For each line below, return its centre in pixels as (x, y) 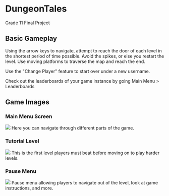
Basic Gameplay (31, 39)
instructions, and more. (29, 188)
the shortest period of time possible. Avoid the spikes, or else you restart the (85, 56)
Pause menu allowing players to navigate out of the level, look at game (84, 183)
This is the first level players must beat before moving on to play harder (86, 153)
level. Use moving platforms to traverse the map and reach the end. (75, 61)
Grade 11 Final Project (28, 23)
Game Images (27, 102)
